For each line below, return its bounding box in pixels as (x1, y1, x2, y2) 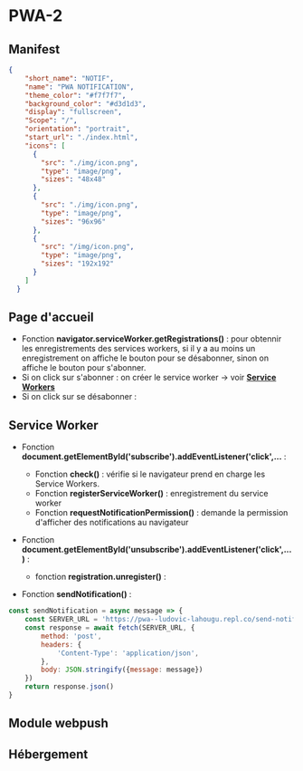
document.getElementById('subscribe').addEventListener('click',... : (21, 451, 287, 462)
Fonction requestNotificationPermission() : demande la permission (34, 507, 289, 518)
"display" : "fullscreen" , (24, 108, 123, 117)
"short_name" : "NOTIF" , (24, 73, 115, 82)
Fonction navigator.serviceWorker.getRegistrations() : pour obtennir (21, 333, 282, 344)
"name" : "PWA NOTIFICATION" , (24, 82, 135, 92)
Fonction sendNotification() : (21, 589, 132, 600)
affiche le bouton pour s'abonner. (21, 362, 147, 373)
